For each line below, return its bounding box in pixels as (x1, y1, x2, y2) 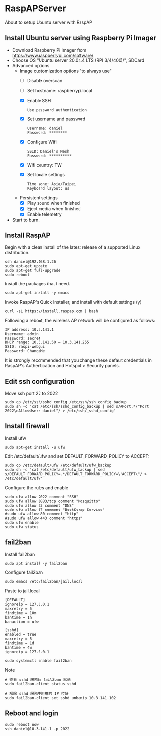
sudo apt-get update (5, 264, 48, 269)
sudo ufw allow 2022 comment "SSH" (5, 494, 79, 499)
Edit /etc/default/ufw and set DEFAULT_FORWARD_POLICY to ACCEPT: (5, 453, 150, 459)
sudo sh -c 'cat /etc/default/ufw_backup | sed (5, 467, 105, 472)
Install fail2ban (5, 551, 35, 557)
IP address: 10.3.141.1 (5, 327, 54, 332)
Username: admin (5, 332, 39, 337)
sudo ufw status (5, 524, 39, 529)
